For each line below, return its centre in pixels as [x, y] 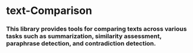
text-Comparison [49, 11]
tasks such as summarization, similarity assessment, [84, 36]
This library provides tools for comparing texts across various [97, 29]
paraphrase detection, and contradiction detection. [81, 44]
